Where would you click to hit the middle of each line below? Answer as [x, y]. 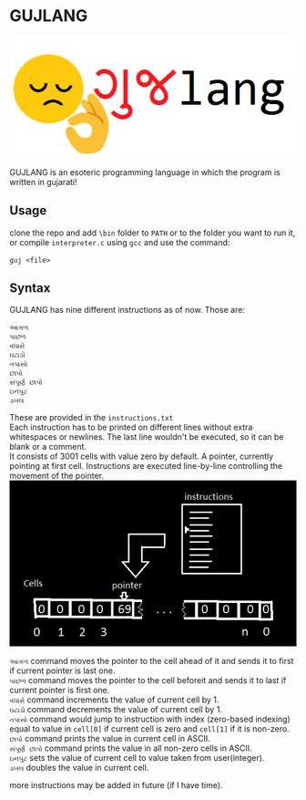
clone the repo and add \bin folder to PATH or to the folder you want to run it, [153, 233]
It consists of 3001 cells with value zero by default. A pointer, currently [142, 456]
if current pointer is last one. [62, 670]
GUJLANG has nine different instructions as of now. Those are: [127, 310]
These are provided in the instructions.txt [92, 418]
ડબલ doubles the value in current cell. [79, 768]
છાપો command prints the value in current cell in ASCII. [110, 739]
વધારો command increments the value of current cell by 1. [114, 700]
